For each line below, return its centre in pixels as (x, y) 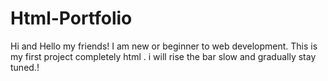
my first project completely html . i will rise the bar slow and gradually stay (163, 56)
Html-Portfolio (71, 18)
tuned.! (25, 67)
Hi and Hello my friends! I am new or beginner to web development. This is (164, 46)
